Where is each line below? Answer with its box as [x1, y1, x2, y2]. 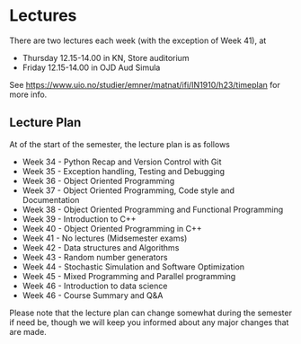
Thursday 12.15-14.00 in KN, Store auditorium [22, 52, 190, 63]
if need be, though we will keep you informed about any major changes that [9, 316, 289, 328]
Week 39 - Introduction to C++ [22, 213, 137, 225]
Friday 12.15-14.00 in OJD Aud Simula [22, 62, 161, 73]
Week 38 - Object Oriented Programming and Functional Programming [22, 204, 284, 215]
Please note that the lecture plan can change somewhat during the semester [9, 307, 292, 318]
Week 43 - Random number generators [22, 251, 168, 262]
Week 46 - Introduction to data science [22, 280, 168, 291]
